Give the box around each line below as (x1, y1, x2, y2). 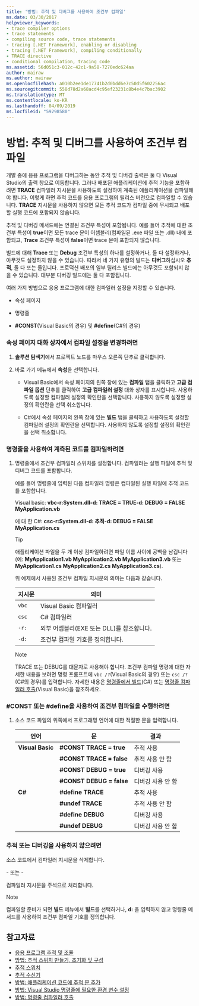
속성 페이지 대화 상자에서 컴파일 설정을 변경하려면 (6, 339, 138, 347)
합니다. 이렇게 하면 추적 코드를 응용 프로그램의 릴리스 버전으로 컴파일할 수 (12, 194, 182, 201)
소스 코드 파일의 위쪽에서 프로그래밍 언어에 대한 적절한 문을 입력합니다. (14, 716, 178, 724)
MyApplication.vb (14, 505, 61, 513)
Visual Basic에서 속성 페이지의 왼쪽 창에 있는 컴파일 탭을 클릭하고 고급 (23, 378, 187, 386)
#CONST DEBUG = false (59, 777, 129, 785)
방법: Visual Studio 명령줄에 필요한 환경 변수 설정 (14, 986, 129, 993)
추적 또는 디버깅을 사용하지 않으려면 (6, 842, 102, 850)
